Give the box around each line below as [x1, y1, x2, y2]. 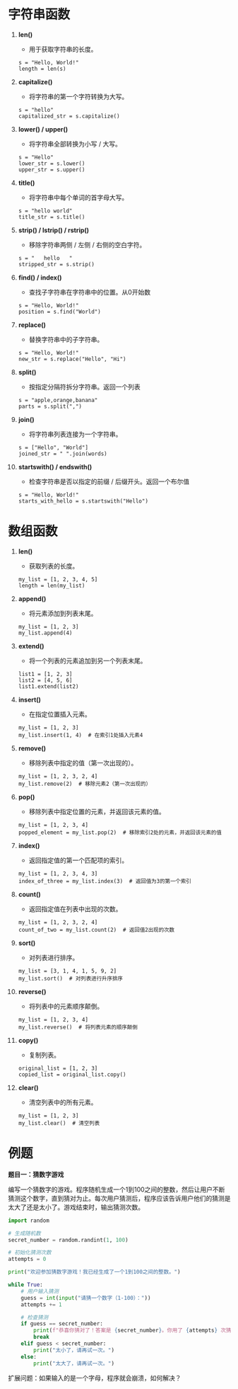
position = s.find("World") [18, 308, 101, 315]
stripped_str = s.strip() [18, 261, 95, 268]
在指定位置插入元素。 [28, 709, 91, 719]
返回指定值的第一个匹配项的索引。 [28, 856, 129, 864]
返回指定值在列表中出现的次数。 [28, 904, 122, 913]
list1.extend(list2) [18, 682, 79, 690]
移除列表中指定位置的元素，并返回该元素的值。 [28, 807, 165, 816]
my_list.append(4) [18, 629, 73, 636]
